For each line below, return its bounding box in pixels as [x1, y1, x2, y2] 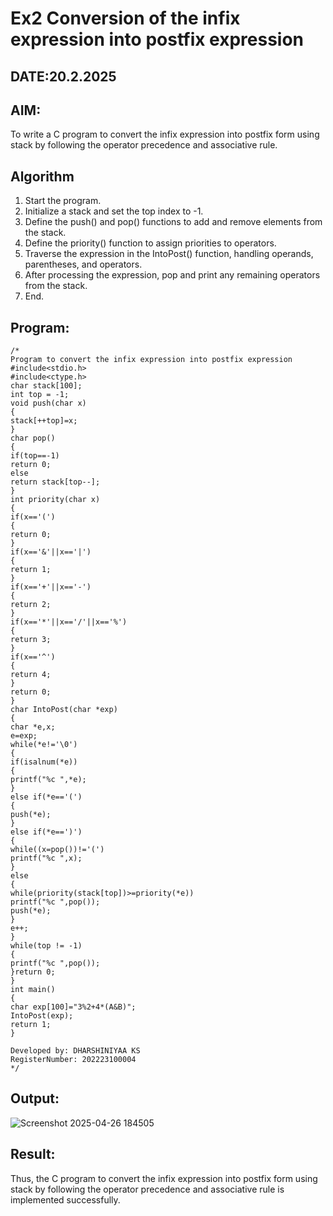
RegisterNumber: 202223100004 [10, 1055, 137, 1065]
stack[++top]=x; [10, 416, 78, 426]
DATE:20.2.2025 [10, 68, 117, 85]
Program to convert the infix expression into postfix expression [10, 355, 293, 365]
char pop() [10, 433, 56, 444]
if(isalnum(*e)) [10, 757, 78, 767]
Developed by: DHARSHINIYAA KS [10, 1046, 141, 1056]
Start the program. [24, 195, 102, 207]
